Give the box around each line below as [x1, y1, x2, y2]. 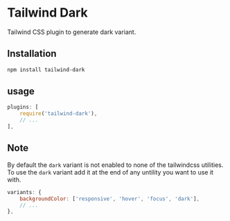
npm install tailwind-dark [7, 66, 85, 73]
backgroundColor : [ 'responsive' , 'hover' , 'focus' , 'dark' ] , [19, 195, 200, 202]
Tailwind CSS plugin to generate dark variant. [7, 28, 136, 36]
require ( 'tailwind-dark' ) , [19, 110, 98, 117]
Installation [7, 48, 57, 60]
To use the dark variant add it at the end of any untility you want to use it [7, 168, 213, 176]
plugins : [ [7, 104, 39, 111]
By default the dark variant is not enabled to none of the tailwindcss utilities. [7, 161, 224, 169]
